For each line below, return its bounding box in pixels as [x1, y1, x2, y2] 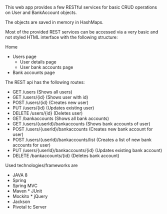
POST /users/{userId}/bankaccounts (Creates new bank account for [12, 126, 153, 132]
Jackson [12, 198, 30, 204]
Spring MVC [12, 182, 38, 188]
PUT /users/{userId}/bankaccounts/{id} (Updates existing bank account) [12, 147, 162, 153]
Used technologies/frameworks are [5, 162, 78, 168]
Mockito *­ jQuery [12, 193, 48, 199]
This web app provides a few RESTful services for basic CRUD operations [5, 4, 157, 10]
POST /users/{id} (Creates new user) [12, 99, 88, 105]
